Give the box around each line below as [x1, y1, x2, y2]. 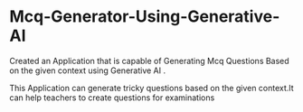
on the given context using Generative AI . [9, 65, 166, 76]
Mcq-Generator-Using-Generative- [9, 6, 280, 27]
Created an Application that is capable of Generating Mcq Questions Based [9, 55, 289, 66]
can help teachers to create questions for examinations [9, 92, 215, 103]
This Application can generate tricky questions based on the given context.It [9, 82, 294, 93]
